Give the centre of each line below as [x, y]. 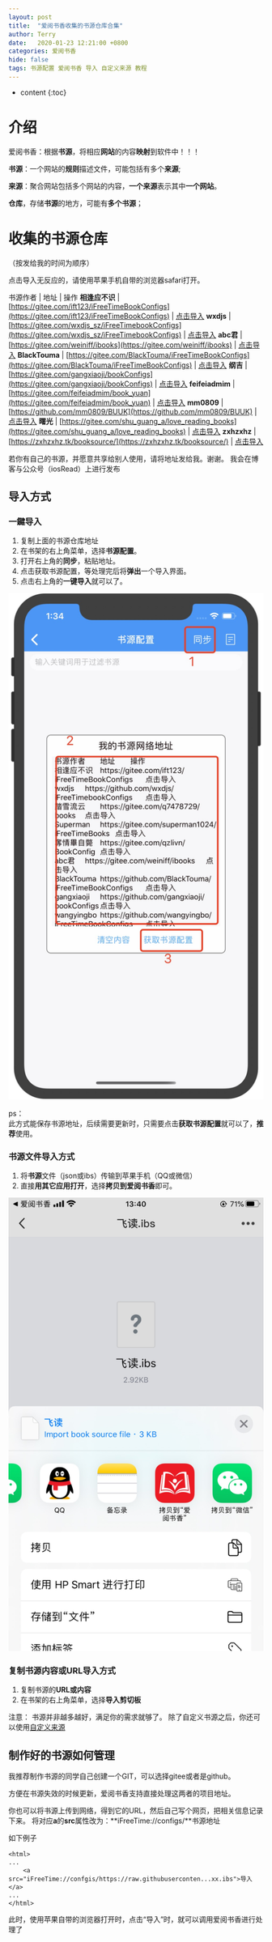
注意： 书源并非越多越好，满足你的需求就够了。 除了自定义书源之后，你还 [131, 1717]
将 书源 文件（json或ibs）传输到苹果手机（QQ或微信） [108, 1175]
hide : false [28, 60]
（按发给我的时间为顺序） [51, 262]
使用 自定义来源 [40, 1727]
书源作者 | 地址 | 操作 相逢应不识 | [64, 297]
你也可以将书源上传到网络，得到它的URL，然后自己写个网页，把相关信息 [129, 1811]
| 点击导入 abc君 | [213, 334]
